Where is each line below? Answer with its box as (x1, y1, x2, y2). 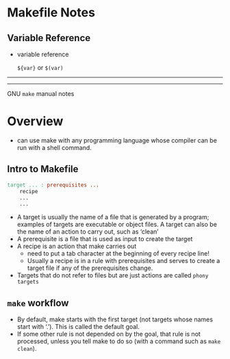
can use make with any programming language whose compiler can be (16, 136, 218, 145)
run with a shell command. (16, 143, 92, 151)
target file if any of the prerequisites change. (27, 264, 153, 272)
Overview (7, 114, 64, 129)
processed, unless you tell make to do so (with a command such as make (16, 337, 221, 345)
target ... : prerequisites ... (7, 182, 99, 188)
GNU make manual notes (7, 90, 75, 97)
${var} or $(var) (16, 64, 64, 71)
